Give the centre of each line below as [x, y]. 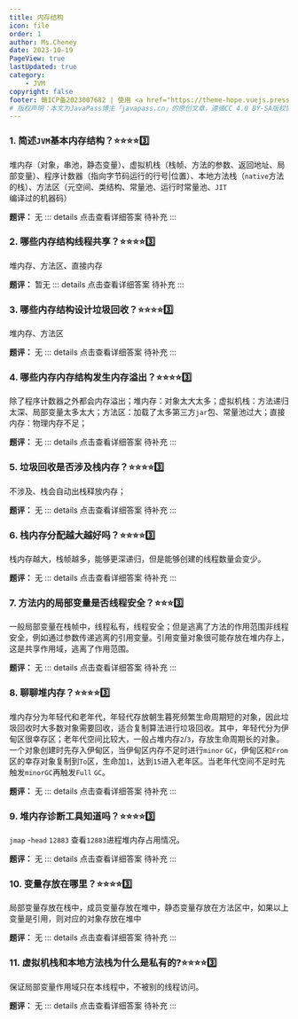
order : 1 [25, 34]
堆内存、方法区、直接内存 [56, 265]
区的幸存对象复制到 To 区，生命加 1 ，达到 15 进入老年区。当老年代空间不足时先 [147, 761]
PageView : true [37, 59]
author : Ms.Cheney [43, 42]
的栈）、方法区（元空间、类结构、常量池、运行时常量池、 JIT [118, 186]
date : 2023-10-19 [41, 51]
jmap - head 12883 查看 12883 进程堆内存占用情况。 [97, 840]
